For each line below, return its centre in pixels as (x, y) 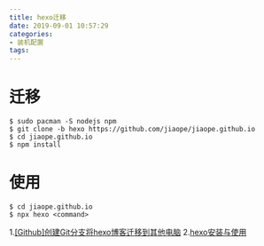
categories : (31, 34)
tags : (19, 51)
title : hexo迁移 (38, 17)
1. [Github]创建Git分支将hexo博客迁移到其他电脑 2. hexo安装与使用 (128, 232)
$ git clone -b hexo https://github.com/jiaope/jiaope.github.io (132, 130)
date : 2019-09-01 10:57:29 (59, 26)
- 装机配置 (27, 42)
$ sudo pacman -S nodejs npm (63, 122)
